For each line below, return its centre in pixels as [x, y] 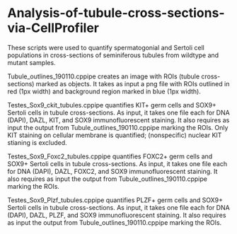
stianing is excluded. [37, 142]
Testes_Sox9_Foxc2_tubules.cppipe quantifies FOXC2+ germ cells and [110, 156]
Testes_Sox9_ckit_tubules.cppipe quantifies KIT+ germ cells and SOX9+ [112, 105]
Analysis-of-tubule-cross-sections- [116, 13]
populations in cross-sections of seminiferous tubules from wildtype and [113, 55]
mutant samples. [31, 62]
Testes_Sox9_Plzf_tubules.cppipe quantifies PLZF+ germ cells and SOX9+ [115, 200]
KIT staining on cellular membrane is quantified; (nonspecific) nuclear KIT [115, 135]
